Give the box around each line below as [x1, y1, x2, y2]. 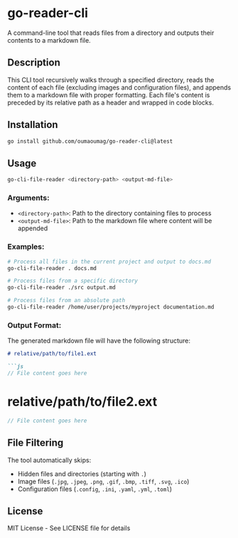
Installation [7, 119, 58, 131]
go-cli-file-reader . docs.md [7, 264, 97, 271]
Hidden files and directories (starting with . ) [17, 469, 147, 478]
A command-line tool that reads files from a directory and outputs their [7, 28, 215, 37]
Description [7, 57, 60, 69]
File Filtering [7, 437, 64, 449]
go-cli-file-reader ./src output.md [7, 284, 116, 291]
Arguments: [7, 193, 50, 203]
